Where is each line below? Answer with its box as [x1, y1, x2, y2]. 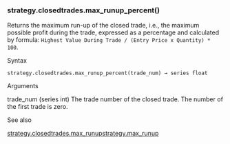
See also [7, 116, 32, 124]
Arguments [7, 82, 39, 90]
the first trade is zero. [7, 103, 68, 111]
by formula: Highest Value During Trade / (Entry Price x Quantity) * [7, 36, 211, 44]
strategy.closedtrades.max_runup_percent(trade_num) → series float [7, 70, 208, 77]
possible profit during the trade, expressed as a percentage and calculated [7, 28, 219, 37]
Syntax [7, 56, 28, 65]
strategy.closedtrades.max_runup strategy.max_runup [7, 130, 159, 138]
